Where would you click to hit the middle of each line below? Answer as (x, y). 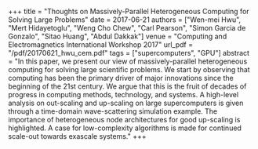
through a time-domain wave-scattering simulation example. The (113, 111)
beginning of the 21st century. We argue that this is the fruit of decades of (127, 86)
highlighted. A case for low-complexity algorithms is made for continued (125, 128)
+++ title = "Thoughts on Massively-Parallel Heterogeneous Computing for (129, 11)
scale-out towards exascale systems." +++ (77, 136)
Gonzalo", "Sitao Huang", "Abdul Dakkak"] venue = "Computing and (118, 36)
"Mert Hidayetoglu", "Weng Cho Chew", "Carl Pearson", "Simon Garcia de (127, 28)
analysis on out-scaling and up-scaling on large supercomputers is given (126, 103)
